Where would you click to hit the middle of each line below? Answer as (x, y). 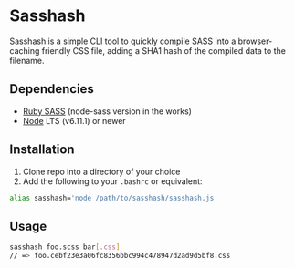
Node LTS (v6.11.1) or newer (74, 120)
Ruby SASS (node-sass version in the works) (107, 111)
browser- (255, 41)
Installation (42, 150)
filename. (27, 60)
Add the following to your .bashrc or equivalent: (112, 181)
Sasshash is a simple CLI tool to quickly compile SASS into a (123, 41)
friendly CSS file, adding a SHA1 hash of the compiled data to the (163, 50)
